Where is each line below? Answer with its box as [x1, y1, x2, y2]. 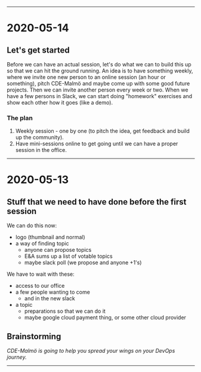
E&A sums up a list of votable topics [24, 252, 113, 260]
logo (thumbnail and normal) [15, 234, 85, 241]
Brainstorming [7, 331, 61, 341]
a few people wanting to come [15, 288, 90, 296]
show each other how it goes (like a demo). [7, 99, 113, 106]
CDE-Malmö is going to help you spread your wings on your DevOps [7, 347, 175, 355]
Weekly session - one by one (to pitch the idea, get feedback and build [15, 127, 190, 135]
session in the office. [15, 147, 67, 154]
